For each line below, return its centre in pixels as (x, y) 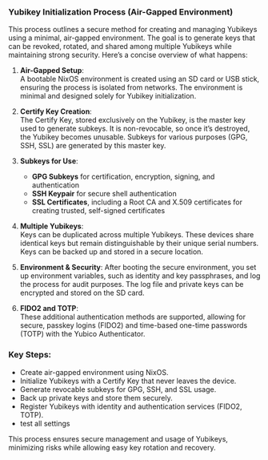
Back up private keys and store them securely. (96, 397)
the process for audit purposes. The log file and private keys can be (132, 284)
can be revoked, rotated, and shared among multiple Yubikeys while (120, 46)
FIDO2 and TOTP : (49, 309)
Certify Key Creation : (56, 111)
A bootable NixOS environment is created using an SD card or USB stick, (140, 79)
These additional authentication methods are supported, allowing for (133, 317)
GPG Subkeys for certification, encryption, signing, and (123, 177)
